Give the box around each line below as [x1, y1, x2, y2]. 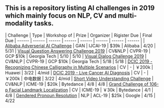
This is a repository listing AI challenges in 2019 [5, 4, 155, 12]
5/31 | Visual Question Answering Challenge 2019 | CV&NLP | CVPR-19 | [5, 48, 151, 54]
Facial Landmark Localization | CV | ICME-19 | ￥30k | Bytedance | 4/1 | [9, 87, 154, 93]
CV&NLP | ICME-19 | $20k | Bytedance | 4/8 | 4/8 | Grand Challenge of [5, 81, 149, 87]
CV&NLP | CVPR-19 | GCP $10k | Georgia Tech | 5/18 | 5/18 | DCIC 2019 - [5, 58, 153, 64]
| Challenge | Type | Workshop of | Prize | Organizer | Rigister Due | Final [5, 32, 153, 38]
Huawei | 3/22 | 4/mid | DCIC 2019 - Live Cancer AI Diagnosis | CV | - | [5, 70, 149, 76]
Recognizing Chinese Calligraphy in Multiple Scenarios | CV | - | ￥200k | [5, 64, 154, 70]
